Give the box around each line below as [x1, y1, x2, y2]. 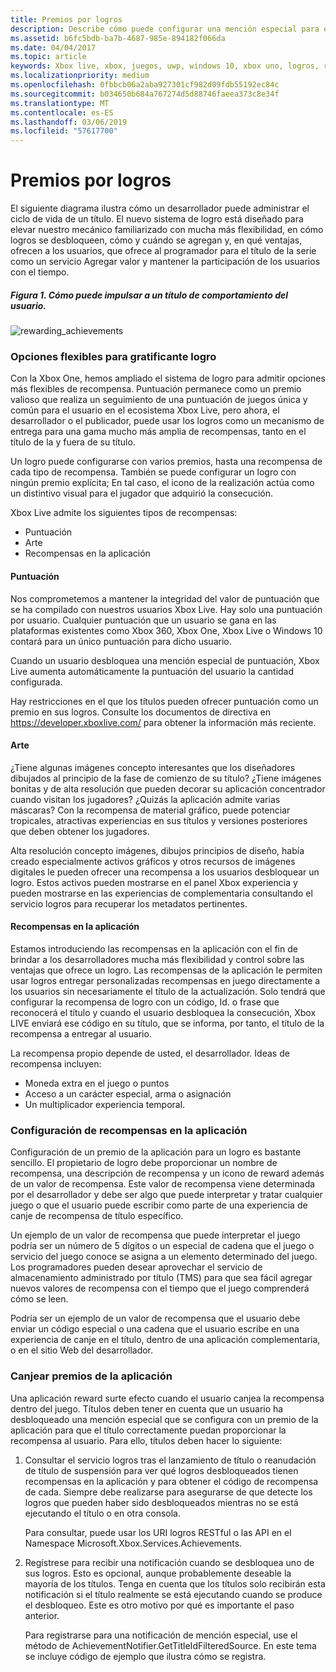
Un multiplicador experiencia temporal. [24, 1098, 186, 1110]
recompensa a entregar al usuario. [10, 1027, 152, 1040]
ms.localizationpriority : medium [10, 71, 150, 81]
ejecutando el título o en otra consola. [24, 1507, 181, 1519]
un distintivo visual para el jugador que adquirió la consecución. [10, 487, 274, 500]
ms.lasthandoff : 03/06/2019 [10, 117, 128, 127]
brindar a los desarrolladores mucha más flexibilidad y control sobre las [10, 953, 305, 965]
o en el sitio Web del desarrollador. [10, 1344, 154, 1356]
